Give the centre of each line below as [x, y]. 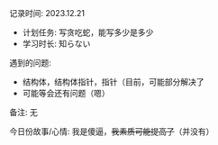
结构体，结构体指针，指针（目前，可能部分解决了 [113, 82]
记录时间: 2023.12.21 [47, 13]
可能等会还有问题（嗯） [66, 93]
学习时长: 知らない [56, 44]
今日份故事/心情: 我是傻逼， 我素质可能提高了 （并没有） [112, 131]
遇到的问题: [31, 63]
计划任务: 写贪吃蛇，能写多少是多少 [88, 32]
